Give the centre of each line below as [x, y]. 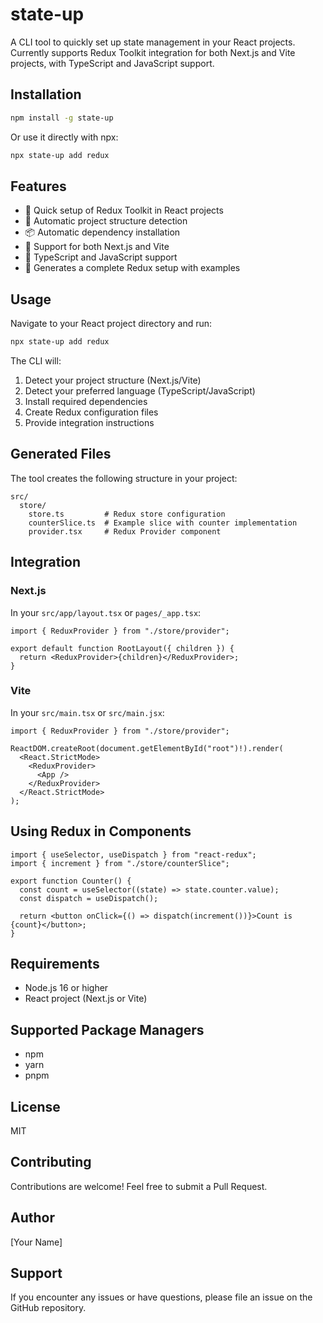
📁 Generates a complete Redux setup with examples [132, 268]
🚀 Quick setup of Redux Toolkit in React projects [124, 210]
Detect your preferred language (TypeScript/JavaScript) [140, 391]
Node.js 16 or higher [66, 988]
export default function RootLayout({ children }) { [122, 648]
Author [32, 1218]
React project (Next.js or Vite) [86, 999]
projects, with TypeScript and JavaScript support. [112, 63]
